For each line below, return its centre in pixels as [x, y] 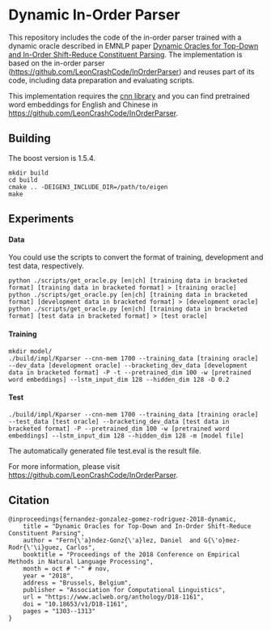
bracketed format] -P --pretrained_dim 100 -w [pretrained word [119, 429]
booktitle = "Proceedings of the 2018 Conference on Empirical [132, 554]
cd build [23, 180]
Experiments [41, 219]
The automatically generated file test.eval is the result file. [105, 450]
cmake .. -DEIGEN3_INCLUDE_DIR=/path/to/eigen [88, 187]
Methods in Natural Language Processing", [81, 561]
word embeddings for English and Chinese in [83, 104]
